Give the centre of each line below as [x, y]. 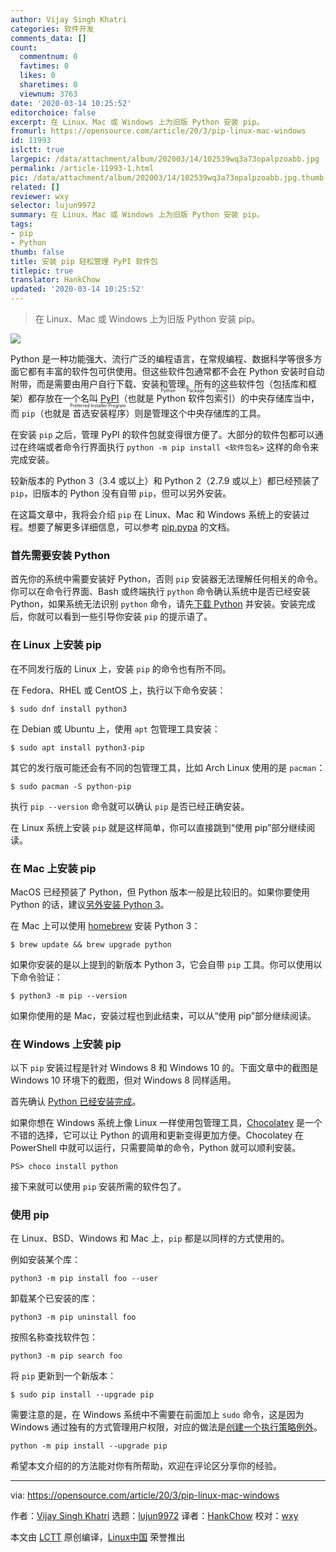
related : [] [35, 187]
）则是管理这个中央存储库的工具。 [196, 413]
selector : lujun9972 [53, 206]
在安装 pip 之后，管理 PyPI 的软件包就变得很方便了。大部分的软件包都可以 [162, 434]
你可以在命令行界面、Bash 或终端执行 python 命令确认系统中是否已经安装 [160, 592]
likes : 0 [37, 76]
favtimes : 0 [44, 66]
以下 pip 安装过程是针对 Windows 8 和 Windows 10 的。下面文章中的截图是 [164, 1068]
